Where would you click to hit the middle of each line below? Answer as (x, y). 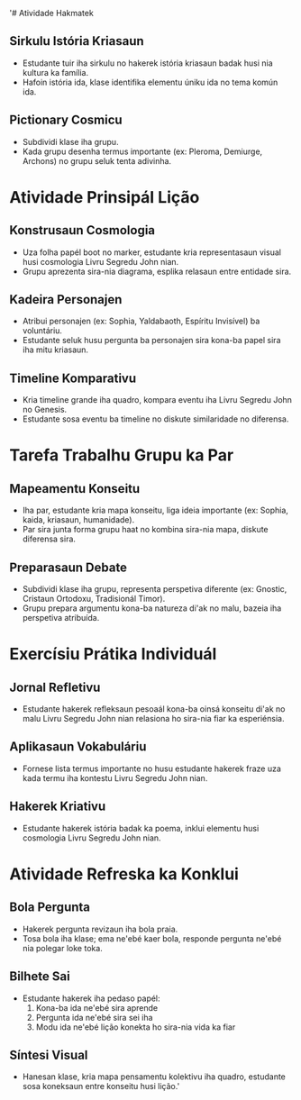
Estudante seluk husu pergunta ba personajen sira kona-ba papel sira (151, 341)
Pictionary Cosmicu (66, 120)
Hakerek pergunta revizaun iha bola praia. (100, 929)
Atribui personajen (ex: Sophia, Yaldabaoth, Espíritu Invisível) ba (141, 321)
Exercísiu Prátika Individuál (113, 655)
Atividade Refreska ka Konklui (124, 874)
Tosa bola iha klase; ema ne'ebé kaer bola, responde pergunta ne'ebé (152, 938)
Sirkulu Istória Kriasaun (77, 41)
